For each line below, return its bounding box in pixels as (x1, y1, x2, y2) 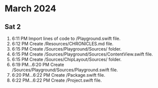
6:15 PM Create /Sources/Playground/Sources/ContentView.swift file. (11, 51, 153, 57)
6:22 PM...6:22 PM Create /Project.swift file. (11, 77, 102, 83)
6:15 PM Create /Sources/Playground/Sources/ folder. (11, 46, 122, 52)
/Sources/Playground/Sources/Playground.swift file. (11, 67, 118, 73)
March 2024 (4, 3, 56, 14)
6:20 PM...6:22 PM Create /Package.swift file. (11, 72, 105, 78)
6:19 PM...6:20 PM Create (11, 62, 64, 67)
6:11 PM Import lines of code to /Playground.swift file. (11, 35, 121, 41)
